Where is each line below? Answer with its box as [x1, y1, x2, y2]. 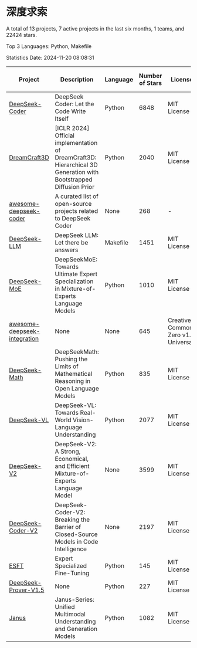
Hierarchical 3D [55, 161, 98, 169]
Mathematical [55, 369, 93, 378]
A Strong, [55, 447, 81, 455]
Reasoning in [55, 376, 91, 385]
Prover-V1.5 [9, 586, 45, 594]
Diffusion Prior [55, 182, 95, 191]
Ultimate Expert [55, 270, 98, 278]
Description [60, 75, 94, 83]
